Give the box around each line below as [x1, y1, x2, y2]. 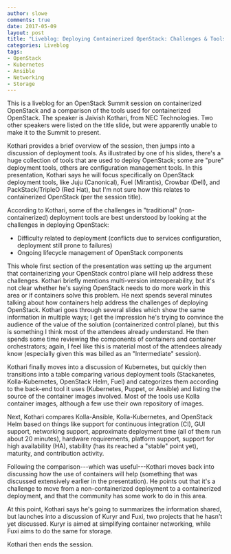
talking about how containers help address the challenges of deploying [7, 298, 208, 307]
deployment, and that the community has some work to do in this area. [7, 492, 208, 500]
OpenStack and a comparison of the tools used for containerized [7, 107, 191, 115]
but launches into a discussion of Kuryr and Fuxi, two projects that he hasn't [7, 513, 223, 521]
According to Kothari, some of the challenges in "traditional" [7, 206, 177, 214]
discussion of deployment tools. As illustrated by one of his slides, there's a [7, 149, 221, 157]
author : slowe [7, 10, 48, 17]
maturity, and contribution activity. [7, 450, 104, 458]
